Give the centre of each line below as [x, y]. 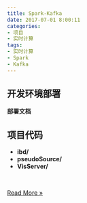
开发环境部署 [34, 94]
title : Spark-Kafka [35, 13]
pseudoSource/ [39, 159]
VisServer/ [33, 166]
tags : [15, 45]
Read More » [25, 193]
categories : [24, 26]
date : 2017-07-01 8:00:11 [43, 20]
